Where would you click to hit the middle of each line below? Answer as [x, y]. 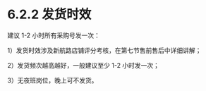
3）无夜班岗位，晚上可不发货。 [53, 80]
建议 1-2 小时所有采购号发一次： [54, 35]
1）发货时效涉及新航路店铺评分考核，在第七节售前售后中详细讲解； [104, 50]
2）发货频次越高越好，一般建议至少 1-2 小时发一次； [84, 65]
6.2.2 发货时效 [49, 14]
